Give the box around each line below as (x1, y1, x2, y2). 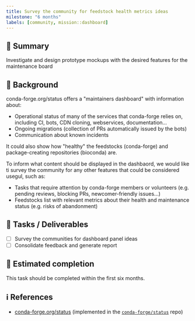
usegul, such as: (6, 173, 46, 180)
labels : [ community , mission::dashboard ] (6, 19, 109, 25)
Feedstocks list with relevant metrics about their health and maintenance (14, 196, 190, 203)
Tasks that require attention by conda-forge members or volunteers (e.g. (14, 184, 189, 191)
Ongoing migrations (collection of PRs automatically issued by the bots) (14, 125, 187, 132)
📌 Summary (6, 41, 50, 51)
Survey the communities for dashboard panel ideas (14, 235, 138, 242)
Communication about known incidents (14, 132, 109, 138)
